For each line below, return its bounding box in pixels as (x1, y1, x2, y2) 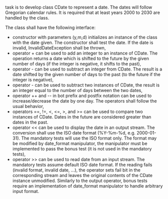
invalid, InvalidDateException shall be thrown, (12, 45, 106, 50)
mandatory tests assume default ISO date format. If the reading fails (12, 162, 152, 167)
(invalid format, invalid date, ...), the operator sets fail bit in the (12, 167, 141, 173)
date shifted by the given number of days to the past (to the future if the (12, 71, 161, 77)
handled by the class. (5, 15, 49, 20)
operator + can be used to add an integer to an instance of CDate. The (12, 50, 158, 56)
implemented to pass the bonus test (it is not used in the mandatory (12, 146, 152, 151)
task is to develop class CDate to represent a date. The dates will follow (5, 4, 152, 10)
